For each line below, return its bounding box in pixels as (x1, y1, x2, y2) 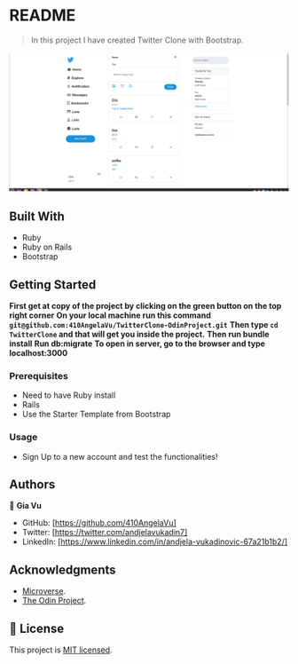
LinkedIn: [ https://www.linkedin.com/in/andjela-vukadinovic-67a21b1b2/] (21, 536, 288, 547)
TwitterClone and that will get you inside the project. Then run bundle (9, 329, 270, 340)
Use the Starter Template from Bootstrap (21, 409, 171, 420)
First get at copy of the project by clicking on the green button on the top (9, 301, 282, 312)
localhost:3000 (9, 348, 68, 359)
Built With (9, 209, 65, 224)
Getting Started (9, 277, 97, 292)
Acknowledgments (9, 562, 117, 577)
